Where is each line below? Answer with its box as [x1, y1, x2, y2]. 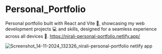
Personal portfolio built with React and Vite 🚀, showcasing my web [5, 20, 145, 26]
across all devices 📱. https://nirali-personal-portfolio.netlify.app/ [5, 33, 141, 39]
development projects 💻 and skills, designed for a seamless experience [5, 26, 157, 32]
